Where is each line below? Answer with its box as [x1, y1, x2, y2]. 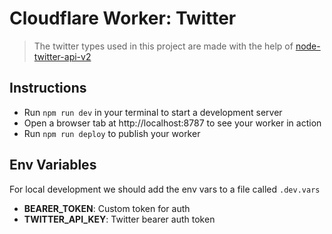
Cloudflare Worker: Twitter [9, 7, 237, 30]
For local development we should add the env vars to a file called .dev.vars [9, 183, 321, 195]
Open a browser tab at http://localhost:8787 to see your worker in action [23, 117, 322, 129]
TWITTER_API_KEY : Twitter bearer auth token [23, 213, 216, 225]
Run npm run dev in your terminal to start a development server [23, 106, 283, 118]
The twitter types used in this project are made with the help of [33, 40, 294, 52]
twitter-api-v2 [33, 50, 92, 62]
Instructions [9, 80, 87, 97]
